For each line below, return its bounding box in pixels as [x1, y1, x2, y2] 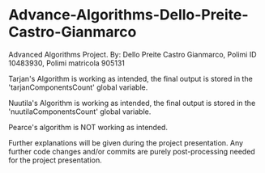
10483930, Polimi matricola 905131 [8, 58, 126, 68]
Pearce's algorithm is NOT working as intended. [8, 122, 169, 132]
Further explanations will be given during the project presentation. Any [8, 137, 244, 147]
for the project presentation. [8, 155, 103, 165]
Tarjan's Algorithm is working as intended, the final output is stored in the [8, 74, 253, 83]
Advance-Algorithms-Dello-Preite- [8, 6, 249, 24]
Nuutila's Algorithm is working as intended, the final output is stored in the [8, 98, 256, 108]
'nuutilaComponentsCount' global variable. [8, 107, 152, 116]
